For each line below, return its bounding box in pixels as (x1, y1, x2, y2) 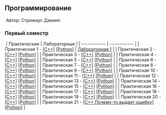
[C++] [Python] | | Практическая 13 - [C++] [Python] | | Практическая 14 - (4, 78, 160, 84)
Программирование (4, 4, 72, 12)
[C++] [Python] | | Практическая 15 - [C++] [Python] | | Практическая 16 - (4, 83, 160, 89)
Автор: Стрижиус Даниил (5, 17, 60, 23)
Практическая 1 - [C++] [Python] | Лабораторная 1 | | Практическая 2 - (4, 46, 156, 52)
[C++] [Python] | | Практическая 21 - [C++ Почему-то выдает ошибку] (4, 99, 154, 105)
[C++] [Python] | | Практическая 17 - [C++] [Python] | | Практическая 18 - (4, 89, 160, 95)
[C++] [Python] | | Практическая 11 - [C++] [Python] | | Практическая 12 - (4, 73, 159, 79)
